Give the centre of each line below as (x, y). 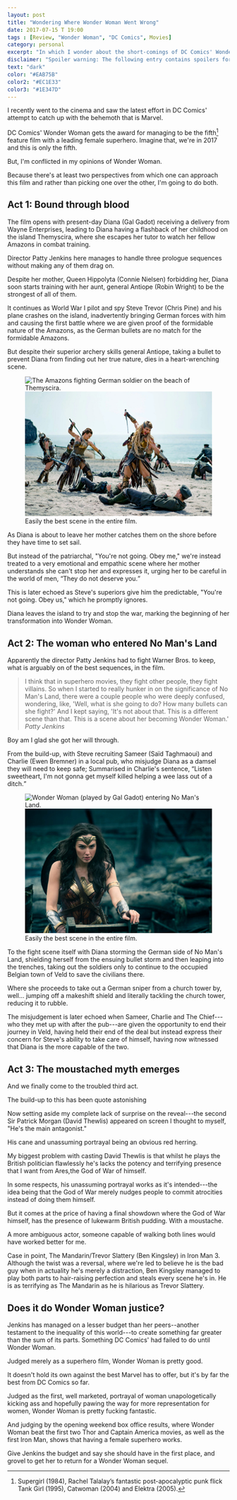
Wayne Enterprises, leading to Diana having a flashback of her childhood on (117, 229)
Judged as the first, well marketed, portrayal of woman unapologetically (112, 1396)
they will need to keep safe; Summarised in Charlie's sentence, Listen (110, 769)
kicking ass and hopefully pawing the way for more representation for (109, 1404)
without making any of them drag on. (61, 266)
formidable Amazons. (38, 338)
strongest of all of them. (42, 294)
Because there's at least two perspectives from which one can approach (113, 175)
